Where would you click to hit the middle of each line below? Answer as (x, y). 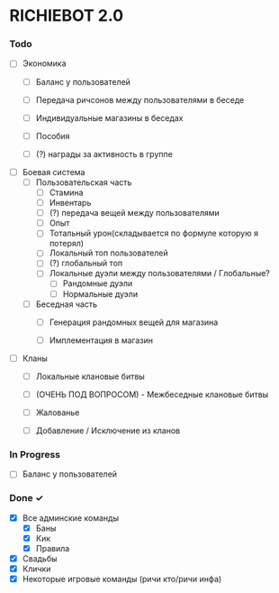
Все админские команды (71, 518)
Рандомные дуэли (98, 283)
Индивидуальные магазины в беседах (109, 117)
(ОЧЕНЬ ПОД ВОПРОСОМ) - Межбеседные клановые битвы (152, 394)
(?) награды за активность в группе (104, 153)
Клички (36, 569)
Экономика (44, 63)
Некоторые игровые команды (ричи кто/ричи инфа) (122, 579)
